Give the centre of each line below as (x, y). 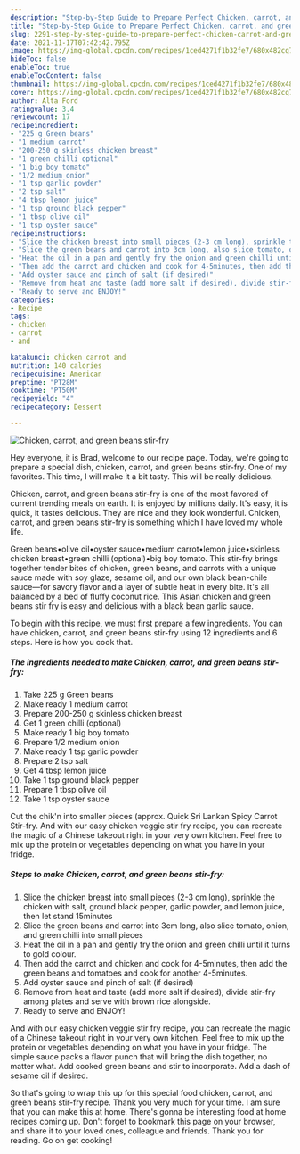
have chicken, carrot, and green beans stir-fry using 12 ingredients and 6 (144, 632)
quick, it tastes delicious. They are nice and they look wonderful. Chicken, (146, 512)
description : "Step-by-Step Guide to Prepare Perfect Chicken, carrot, (146, 17)
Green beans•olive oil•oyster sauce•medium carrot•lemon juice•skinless (145, 549)
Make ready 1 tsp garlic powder (81, 751)
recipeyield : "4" (42, 399)
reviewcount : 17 (40, 117)
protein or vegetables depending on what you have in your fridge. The (139, 1047)
